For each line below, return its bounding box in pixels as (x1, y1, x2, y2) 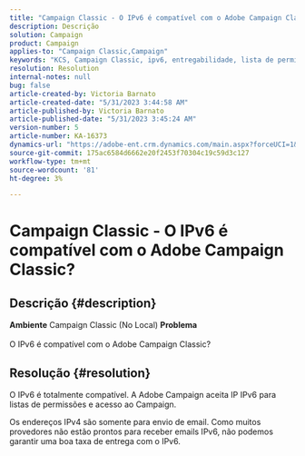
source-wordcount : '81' (9, 165, 100, 174)
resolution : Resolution (9, 64, 100, 74)
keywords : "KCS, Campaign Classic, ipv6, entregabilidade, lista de (9, 55, 274, 64)
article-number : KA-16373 (9, 132, 107, 141)
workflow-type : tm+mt (9, 156, 92, 166)
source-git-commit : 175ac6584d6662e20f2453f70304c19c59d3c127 (9, 148, 250, 157)
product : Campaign (9, 38, 79, 48)
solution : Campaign (9, 30, 84, 39)
